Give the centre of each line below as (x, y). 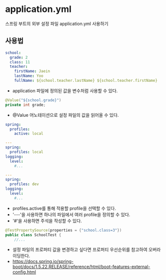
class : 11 (20, 62)
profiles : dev (24, 184)
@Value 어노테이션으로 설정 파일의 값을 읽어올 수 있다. (65, 115)
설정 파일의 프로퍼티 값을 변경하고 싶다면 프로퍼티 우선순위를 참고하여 (80, 250)
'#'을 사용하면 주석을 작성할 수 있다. (47, 221)
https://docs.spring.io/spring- (43, 262)
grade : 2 (19, 57)
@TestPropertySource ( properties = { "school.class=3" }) (63, 230)
